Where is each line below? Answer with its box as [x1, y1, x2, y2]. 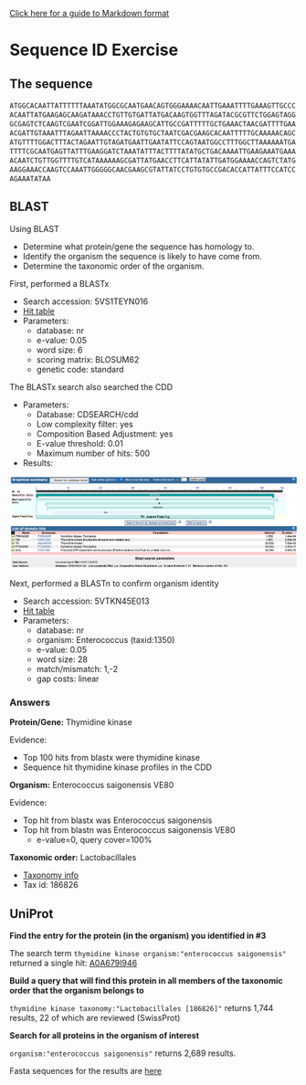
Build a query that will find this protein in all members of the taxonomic [9, 974, 283, 985]
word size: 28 [36, 653, 89, 665]
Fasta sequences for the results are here [9, 1065, 163, 1076]
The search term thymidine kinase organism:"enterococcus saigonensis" [9, 947, 287, 958]
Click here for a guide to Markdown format [9, 8, 170, 18]
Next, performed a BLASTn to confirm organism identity [9, 577, 219, 588]
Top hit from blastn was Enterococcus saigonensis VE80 [22, 825, 236, 836]
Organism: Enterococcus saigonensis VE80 [9, 780, 174, 791]
